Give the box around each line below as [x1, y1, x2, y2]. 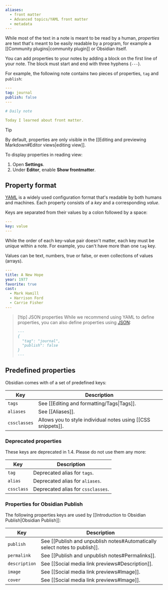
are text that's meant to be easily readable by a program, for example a [5, 41, 151, 47]
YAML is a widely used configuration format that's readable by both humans [5, 194, 162, 201]
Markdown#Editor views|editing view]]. [5, 141, 86, 148]
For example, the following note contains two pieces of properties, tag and [5, 71, 159, 77]
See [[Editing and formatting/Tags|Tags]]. [38, 400, 136, 407]
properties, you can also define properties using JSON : [17, 319, 131, 325]
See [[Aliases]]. [38, 408, 75, 415]
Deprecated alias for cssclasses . [33, 486, 109, 493]
